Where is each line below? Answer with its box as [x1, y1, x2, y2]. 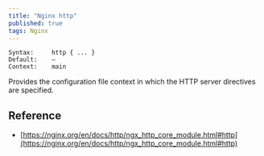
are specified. [8, 85, 54, 95]
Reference [8, 109, 62, 122]
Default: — [8, 55, 56, 64]
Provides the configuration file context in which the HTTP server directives [8, 77, 256, 87]
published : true [8, 19, 63, 27]
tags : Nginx [8, 27, 48, 35]
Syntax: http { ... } [8, 49, 95, 57]
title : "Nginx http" [8, 11, 78, 20]
